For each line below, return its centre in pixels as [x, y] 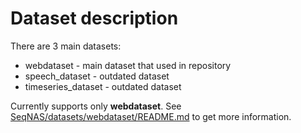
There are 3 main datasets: [66, 46]
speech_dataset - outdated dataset [97, 76]
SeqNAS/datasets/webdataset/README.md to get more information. [151, 116]
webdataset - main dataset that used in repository [128, 65]
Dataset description [94, 18]
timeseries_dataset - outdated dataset [103, 86]
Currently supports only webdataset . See [96, 106]
